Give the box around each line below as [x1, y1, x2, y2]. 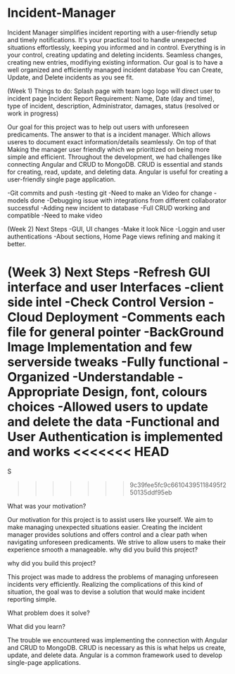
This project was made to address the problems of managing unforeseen [7, 572, 219, 581]
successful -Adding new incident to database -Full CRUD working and [7, 203, 210, 212]
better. [7, 239, 27, 248]
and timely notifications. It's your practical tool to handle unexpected [7, 35, 206, 44]
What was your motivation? [7, 502, 87, 510]
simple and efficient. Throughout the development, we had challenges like [7, 153, 222, 161]
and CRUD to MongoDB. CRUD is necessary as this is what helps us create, [7, 643, 227, 651]
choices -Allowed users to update [7, 399, 209, 415]
